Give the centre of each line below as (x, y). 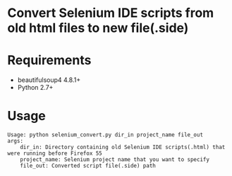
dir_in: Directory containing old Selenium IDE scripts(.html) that (123, 147)
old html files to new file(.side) (98, 28)
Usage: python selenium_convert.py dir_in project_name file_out (105, 135)
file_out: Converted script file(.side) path (88, 166)
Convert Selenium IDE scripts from (111, 13)
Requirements (49, 60)
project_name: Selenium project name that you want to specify (115, 160)
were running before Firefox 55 (55, 153)
